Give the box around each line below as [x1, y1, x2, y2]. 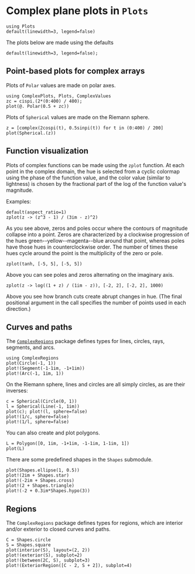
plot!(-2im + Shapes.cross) [6, 478, 75, 484]
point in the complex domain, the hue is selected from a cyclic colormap [6, 168, 180, 175]
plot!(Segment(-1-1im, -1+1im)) [6, 365, 85, 372]
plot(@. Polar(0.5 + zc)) [6, 103, 69, 109]
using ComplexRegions [6, 355, 59, 361]
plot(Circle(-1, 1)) [6, 361, 57, 366]
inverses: [6, 387, 28, 394]
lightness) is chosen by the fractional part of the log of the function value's [6, 180, 186, 187]
